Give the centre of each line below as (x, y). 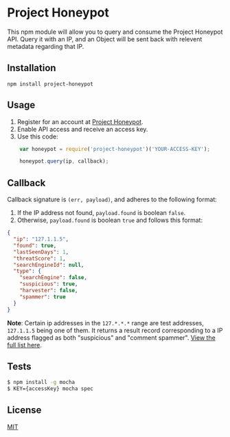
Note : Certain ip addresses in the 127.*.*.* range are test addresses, (106, 323)
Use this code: (37, 136)
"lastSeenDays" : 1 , (41, 252)
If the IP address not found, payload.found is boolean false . (101, 213)
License (24, 410)
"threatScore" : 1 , (40, 258)
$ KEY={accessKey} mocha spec (50, 389)
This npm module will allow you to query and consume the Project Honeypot (115, 32)
